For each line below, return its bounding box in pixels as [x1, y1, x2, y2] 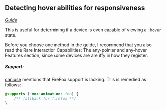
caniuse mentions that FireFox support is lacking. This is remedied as [5, 76, 146, 82]
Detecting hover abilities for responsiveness [5, 4, 145, 12]
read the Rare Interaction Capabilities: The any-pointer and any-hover [5, 47, 147, 53]
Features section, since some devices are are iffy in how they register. [5, 52, 148, 58]
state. [5, 32, 17, 38]
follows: [5, 82, 21, 88]
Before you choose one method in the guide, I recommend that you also [5, 42, 152, 48]
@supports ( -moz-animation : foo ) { [5, 91, 79, 96]
